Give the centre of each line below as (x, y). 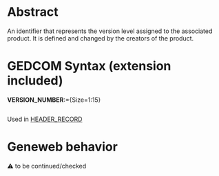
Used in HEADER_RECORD (45, 119)
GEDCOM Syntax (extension (89, 66)
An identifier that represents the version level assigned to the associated (110, 31)
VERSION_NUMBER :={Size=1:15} (54, 100)
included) (35, 81)
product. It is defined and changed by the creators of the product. (101, 38)
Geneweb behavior (63, 147)
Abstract (33, 12)
